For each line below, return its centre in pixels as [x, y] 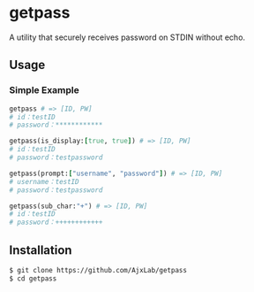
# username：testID [44, 181]
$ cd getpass [33, 278]
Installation [41, 250]
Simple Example [44, 90]
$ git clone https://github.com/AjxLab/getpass [98, 270]
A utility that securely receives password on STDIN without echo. [127, 37]
